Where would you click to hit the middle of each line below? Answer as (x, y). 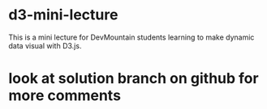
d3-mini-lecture (63, 15)
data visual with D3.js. (45, 45)
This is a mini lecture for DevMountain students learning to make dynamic (131, 37)
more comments (65, 96)
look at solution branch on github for (133, 79)
